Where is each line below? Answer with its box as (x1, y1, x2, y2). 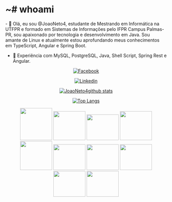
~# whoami (5, 4, 54, 15)
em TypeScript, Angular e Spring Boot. (5, 42, 87, 48)
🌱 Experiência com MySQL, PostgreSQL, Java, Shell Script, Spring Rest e (12, 52, 167, 59)
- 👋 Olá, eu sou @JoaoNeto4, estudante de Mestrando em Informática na (5, 21, 160, 27)
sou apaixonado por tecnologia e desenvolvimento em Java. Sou (13, 31, 150, 38)
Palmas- (146, 26, 164, 32)
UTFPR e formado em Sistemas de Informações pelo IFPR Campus (5, 26, 146, 32)
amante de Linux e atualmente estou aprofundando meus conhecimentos (5, 37, 160, 43)
